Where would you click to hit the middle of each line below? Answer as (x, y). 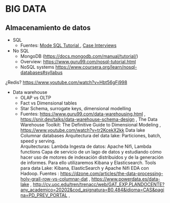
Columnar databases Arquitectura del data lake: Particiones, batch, (91, 135)
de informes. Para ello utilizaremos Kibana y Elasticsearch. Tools (88, 163)
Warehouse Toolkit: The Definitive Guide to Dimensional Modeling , (91, 125)
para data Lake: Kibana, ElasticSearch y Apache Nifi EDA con (84, 168)
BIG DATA (26, 9)
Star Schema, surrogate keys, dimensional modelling (76, 108)
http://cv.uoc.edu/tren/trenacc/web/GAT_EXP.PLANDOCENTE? (99, 184)
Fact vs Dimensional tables (48, 103)
